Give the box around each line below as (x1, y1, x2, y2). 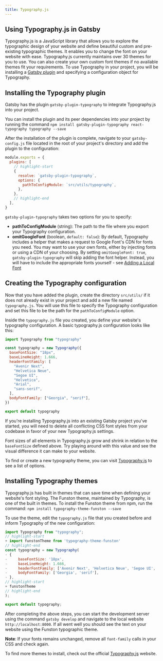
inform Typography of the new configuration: (5, 520, 95, 526)
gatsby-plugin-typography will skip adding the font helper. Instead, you (12, 255, 154, 260)
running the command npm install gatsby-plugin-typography (5, 122, 129, 128)
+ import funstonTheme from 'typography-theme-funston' (5, 538, 121, 544)
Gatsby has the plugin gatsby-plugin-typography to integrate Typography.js (5, 102, 156, 107)
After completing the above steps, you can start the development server (5, 611, 149, 617)
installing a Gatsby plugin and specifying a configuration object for (5, 69, 139, 75)
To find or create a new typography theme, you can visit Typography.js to (5, 457, 152, 463)
